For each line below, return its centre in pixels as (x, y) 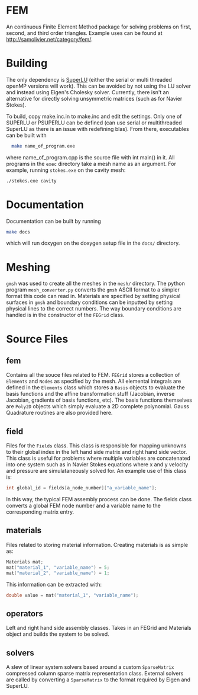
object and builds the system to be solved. (58, 634)
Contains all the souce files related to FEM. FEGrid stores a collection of (93, 375)
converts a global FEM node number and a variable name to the (84, 506)
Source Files (37, 339)
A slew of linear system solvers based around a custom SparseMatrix (90, 667)
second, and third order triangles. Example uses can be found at (84, 33)
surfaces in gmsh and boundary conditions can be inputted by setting (90, 302)
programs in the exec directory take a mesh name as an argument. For (91, 164)
